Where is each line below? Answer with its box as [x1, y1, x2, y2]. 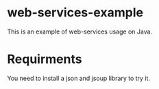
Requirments [7, 51, 82, 67]
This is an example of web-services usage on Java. [7, 27, 153, 36]
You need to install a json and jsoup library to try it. [7, 74, 151, 82]
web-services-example [7, 5, 144, 21]
